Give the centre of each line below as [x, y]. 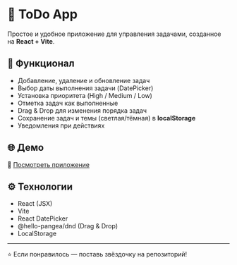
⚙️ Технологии [40, 186]
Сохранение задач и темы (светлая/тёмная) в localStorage [107, 118]
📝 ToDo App [42, 14]
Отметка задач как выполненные [68, 103]
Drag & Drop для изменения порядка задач [82, 110]
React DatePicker [43, 218]
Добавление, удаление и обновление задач [84, 80]
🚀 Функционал [41, 64]
